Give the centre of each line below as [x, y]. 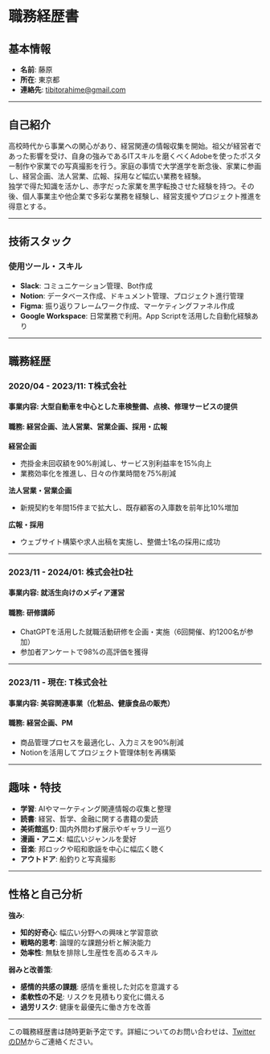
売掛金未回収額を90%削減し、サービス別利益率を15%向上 [116, 463]
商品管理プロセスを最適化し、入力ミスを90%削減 [102, 743]
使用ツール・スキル [45, 266]
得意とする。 [29, 206]
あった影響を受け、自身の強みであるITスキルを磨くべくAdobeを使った [125, 156]
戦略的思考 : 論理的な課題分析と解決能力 [85, 942]
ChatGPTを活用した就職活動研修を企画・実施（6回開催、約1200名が [133, 632]
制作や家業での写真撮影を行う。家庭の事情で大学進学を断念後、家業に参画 [138, 166]
